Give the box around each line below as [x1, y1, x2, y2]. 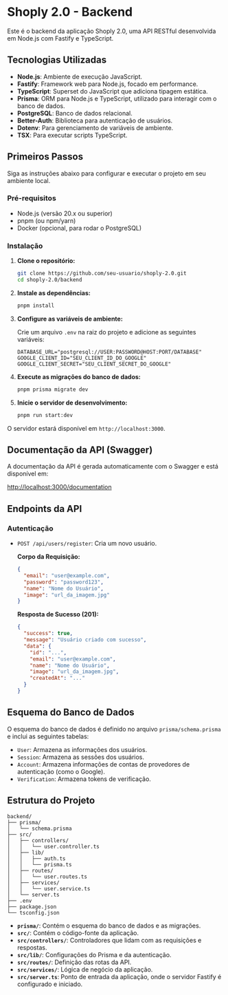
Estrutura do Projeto [7, 795, 95, 806]
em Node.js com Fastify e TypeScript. [7, 34, 114, 42]
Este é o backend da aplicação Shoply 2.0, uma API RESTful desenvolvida [7, 27, 216, 35]
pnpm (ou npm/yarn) [16, 216, 76, 224]
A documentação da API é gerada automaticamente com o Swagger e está [7, 462, 218, 471]
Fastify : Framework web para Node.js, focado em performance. [16, 80, 198, 88]
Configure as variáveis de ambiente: [16, 314, 124, 323]
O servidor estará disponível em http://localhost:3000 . [7, 424, 166, 432]
